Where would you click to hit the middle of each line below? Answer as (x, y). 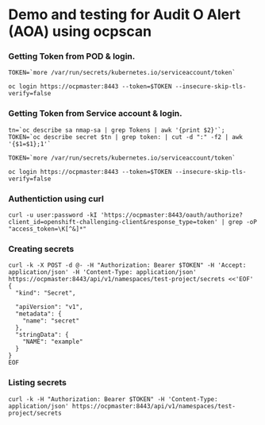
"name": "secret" (51, 321)
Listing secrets (38, 383)
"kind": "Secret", (46, 293)
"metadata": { (38, 314)
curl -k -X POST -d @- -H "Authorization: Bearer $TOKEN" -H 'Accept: (127, 265)
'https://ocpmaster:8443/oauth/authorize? (172, 215)
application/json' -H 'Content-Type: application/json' (102, 272)
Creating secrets (41, 249)
